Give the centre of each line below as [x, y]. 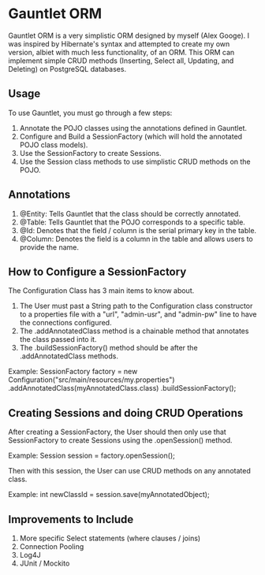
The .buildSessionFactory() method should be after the [109, 348]
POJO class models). [54, 145]
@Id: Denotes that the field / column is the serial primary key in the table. [138, 230]
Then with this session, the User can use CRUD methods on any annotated [129, 471]
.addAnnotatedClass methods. [69, 356]
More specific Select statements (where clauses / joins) [110, 538]
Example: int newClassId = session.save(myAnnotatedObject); [109, 495]
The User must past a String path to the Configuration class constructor [136, 306]
